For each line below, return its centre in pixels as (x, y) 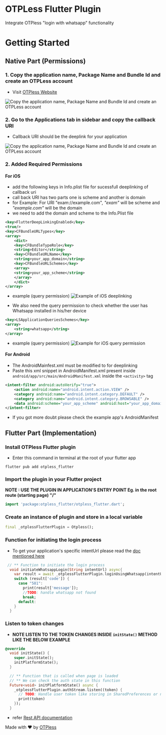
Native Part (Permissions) (45, 61)
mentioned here (28, 556)
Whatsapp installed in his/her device (49, 311)
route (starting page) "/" (31, 495)
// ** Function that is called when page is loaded (64, 676)
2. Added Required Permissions (44, 164)
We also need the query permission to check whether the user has (80, 305)
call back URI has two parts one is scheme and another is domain (79, 197)
